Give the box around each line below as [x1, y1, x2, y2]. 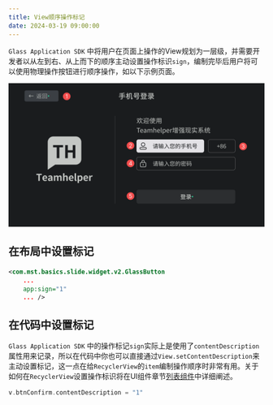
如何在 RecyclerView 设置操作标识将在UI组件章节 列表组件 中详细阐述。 [8, 372, 238, 381]
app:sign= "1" [23, 285, 67, 293]
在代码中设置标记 [8, 317, 94, 332]
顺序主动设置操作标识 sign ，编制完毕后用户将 [100, 56, 251, 66]
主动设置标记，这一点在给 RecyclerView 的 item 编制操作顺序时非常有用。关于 [8, 361, 259, 371]
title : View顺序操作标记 [8, 13, 85, 21]
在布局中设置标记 [8, 244, 94, 259]
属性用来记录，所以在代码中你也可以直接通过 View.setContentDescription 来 [8, 351, 260, 361]
